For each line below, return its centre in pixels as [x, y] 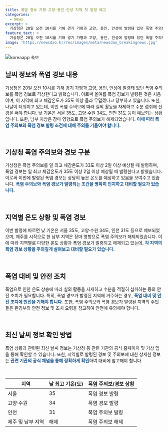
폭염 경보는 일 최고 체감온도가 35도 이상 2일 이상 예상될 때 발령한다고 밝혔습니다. [84, 171]
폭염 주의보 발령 [106, 412]
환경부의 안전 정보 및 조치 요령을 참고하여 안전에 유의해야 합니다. [77, 308]
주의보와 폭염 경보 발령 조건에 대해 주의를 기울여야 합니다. [65, 125]
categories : [17, 15]
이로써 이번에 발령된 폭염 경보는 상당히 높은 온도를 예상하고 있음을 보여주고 [78, 178]
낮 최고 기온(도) [66, 384]
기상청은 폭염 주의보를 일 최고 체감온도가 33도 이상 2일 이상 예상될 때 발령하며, [82, 165]
